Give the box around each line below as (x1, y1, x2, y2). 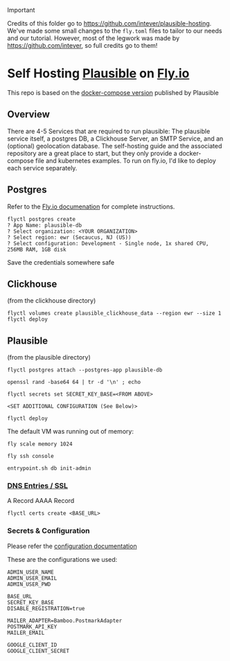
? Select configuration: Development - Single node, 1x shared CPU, (7, 240, 209, 247)
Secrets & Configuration (7, 526, 90, 536)
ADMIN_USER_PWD (7, 581, 51, 588)
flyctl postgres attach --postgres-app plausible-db (7, 367, 163, 373)
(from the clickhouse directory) (7, 297, 96, 305)
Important (7, 6, 35, 14)
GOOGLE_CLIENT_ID (7, 641, 57, 649)
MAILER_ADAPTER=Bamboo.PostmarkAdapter (7, 617, 123, 624)
